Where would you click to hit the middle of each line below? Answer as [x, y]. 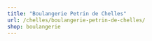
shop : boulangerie [34, 26]
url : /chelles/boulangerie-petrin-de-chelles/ [76, 20]
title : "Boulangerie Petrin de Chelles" [67, 14]
